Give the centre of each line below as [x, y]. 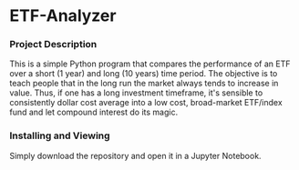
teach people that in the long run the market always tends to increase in [144, 84]
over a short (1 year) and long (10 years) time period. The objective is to [144, 74]
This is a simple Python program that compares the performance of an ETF [150, 64]
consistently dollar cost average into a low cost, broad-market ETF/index [146, 103]
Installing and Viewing [60, 135]
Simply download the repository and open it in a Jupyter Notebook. [135, 155]
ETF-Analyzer [63, 16]
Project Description [53, 45]
